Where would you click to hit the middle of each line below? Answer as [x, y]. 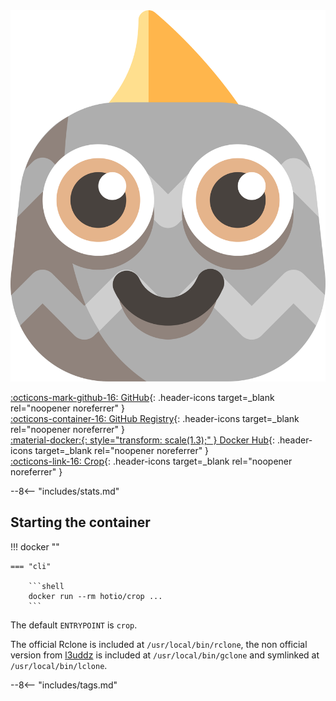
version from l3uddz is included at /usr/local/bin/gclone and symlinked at [165, 655]
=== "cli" [31, 566]
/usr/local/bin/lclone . [59, 665]
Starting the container [80, 522]
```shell [46, 586]
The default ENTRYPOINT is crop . [74, 625]
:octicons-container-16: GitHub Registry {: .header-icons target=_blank [155, 418]
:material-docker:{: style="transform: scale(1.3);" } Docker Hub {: [143, 440]
